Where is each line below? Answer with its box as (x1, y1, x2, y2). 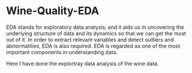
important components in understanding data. (6, 48, 118, 55)
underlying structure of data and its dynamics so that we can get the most (6, 29, 186, 36)
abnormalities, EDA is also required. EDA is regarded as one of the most (6, 42, 180, 49)
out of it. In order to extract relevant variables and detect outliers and (6, 36, 174, 43)
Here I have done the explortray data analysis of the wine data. (6, 60, 159, 67)
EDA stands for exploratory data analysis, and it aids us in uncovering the (6, 24, 184, 31)
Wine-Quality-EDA (6, 4, 99, 18)
